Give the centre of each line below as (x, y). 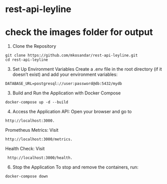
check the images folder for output (79, 32)
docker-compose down (27, 176)
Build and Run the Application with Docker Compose (67, 93)
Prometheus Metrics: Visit (32, 130)
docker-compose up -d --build (37, 102)
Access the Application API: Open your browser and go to (72, 112)
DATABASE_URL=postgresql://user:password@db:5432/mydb (64, 84)
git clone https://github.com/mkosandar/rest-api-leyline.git (71, 56)
